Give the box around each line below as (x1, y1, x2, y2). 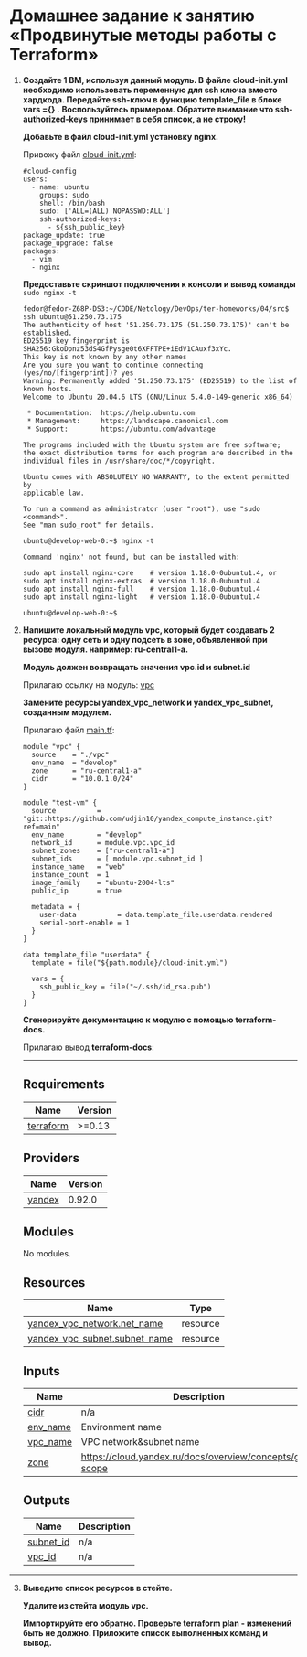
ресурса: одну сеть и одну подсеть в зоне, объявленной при (22, 634, 268, 645)
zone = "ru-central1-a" (31, 765, 143, 775)
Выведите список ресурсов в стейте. (22, 1582, 173, 1593)
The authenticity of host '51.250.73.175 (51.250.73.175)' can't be (22, 320, 290, 329)
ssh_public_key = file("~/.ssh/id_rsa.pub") (39, 982, 212, 991)
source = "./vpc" (31, 750, 110, 759)
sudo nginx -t (22, 288, 77, 297)
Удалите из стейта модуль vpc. (22, 1599, 149, 1610)
